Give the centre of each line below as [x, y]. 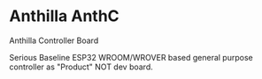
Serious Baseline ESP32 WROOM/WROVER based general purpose [131, 57]
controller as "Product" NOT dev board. [81, 67]
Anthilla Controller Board [54, 40]
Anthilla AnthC [64, 16]
